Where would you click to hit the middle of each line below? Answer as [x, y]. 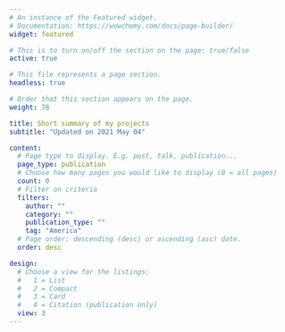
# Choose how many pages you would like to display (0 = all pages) [147, 173]
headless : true [38, 83]
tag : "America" [54, 231]
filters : [34, 197]
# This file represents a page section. [86, 75]
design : [24, 263]
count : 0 [34, 181]
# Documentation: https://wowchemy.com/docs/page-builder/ [122, 26]
